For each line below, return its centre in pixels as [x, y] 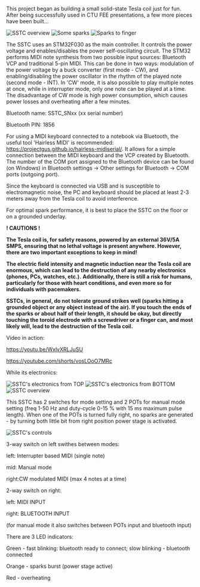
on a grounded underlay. [36, 216]
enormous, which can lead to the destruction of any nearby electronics [96, 270]
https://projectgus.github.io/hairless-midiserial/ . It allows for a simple [91, 149]
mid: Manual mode [29, 467]
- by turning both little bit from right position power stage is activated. [92, 421]
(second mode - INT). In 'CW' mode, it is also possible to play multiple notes [100, 82]
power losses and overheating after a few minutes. [69, 102]
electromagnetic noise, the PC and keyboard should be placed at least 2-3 [98, 192]
